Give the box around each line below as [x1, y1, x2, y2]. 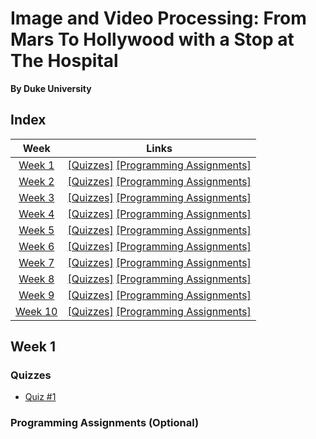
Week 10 [15, 304, 58, 318]
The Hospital [10, 50, 119, 72]
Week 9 [18, 288, 55, 302]
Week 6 [18, 239, 55, 253]
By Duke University [10, 82, 92, 94]
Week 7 [18, 255, 55, 269]
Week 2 [18, 174, 55, 188]
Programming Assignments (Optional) [10, 416, 200, 430]
